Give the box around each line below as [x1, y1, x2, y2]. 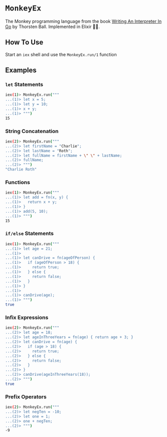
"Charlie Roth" [5, 167, 37, 172]
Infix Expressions [5, 314, 49, 321]
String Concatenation [5, 127, 59, 134]
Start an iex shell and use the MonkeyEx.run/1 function [5, 51, 117, 57]
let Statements [5, 81, 44, 88]
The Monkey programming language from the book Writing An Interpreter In [5, 18, 162, 24]
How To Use [5, 38, 44, 47]
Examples [5, 66, 37, 75]
